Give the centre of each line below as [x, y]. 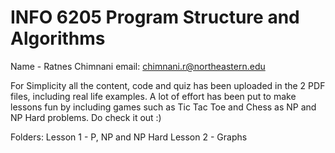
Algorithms [58, 38]
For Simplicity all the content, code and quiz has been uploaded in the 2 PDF [168, 85]
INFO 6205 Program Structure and [155, 17]
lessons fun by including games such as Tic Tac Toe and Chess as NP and [163, 107]
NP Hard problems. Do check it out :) [86, 117]
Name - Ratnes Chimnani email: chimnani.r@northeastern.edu [138, 66]
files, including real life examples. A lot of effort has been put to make [153, 96]
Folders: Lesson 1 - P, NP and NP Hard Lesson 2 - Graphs [129, 137]
